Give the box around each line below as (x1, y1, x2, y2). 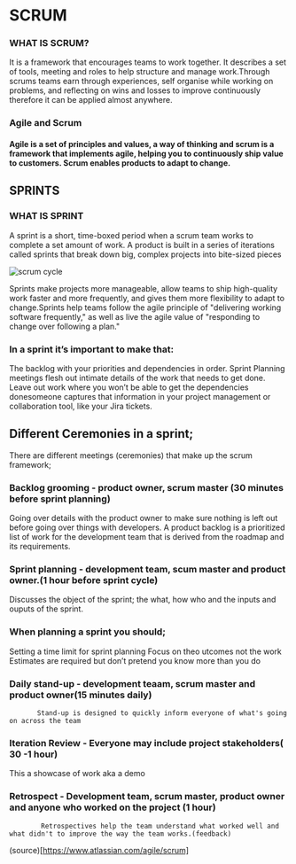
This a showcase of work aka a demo (9, 768, 146, 779)
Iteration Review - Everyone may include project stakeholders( (9, 736, 284, 749)
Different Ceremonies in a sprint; (9, 426, 193, 441)
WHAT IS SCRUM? (9, 37, 90, 50)
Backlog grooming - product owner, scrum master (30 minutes (9, 481, 284, 494)
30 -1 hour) (9, 748, 58, 760)
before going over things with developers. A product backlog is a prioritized (9, 522, 285, 533)
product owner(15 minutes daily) (9, 689, 152, 701)
